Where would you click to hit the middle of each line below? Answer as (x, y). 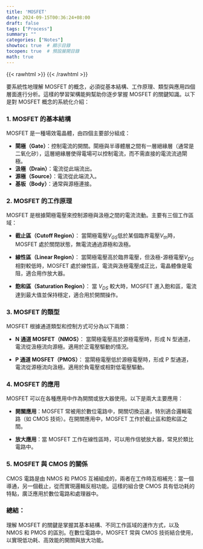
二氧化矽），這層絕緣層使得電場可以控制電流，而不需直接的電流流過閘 (101, 153)
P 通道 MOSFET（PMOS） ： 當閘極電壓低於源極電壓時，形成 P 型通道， (103, 359)
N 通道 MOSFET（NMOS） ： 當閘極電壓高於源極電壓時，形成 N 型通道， (104, 339)
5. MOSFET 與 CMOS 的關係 (47, 464)
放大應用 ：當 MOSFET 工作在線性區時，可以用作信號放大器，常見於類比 (104, 440)
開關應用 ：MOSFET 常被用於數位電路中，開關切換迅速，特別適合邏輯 (101, 411)
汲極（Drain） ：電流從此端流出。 (55, 168)
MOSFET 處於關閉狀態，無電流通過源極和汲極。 (74, 244)
